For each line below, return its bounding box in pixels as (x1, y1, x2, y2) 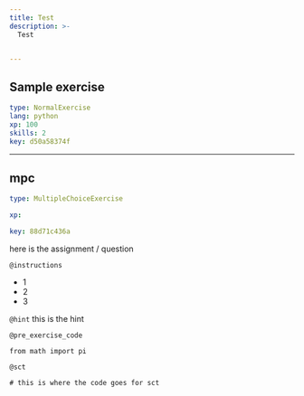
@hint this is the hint (9, 314, 84, 324)
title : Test (9, 13, 54, 23)
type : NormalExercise (9, 103, 91, 113)
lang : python (9, 112, 59, 121)
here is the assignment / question (9, 243, 134, 254)
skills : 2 (9, 128, 47, 137)
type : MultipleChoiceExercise (9, 194, 124, 203)
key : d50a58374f (9, 137, 71, 146)
